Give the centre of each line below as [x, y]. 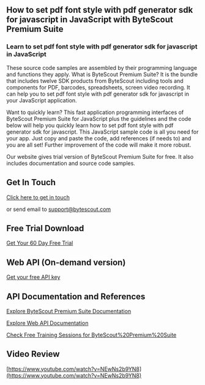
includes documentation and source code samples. [71, 163]
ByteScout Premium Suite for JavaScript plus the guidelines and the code [99, 118]
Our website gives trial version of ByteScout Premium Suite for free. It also [100, 156]
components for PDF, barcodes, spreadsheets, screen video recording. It [99, 87]
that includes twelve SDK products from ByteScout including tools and [95, 81]
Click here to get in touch [38, 197]
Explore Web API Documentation [47, 323]
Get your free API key [33, 277]
